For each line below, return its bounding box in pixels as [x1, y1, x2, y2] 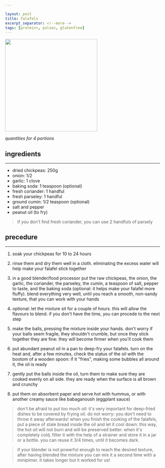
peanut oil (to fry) [12, 209, 48, 215]
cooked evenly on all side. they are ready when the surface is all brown [12, 376, 156, 382]
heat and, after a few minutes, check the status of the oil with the [12, 351, 144, 357]
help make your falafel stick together [12, 266, 87, 271]
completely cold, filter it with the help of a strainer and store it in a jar [17, 432, 157, 437]
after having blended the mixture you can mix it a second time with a [17, 452, 156, 458]
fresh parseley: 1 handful [12, 194, 62, 200]
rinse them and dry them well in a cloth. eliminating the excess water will [12, 260, 159, 266]
